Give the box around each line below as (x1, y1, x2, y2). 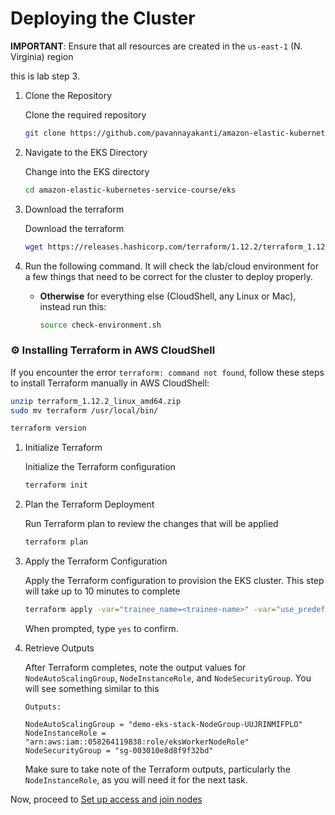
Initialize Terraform (24, 442, 103, 454)
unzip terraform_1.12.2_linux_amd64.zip (10, 396, 182, 406)
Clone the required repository (24, 108, 147, 121)
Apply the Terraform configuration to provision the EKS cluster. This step (24, 575, 325, 587)
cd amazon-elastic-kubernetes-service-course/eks (24, 185, 237, 195)
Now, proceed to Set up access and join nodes (10, 793, 203, 805)
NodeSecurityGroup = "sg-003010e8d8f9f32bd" (24, 745, 214, 756)
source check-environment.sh (39, 320, 162, 330)
